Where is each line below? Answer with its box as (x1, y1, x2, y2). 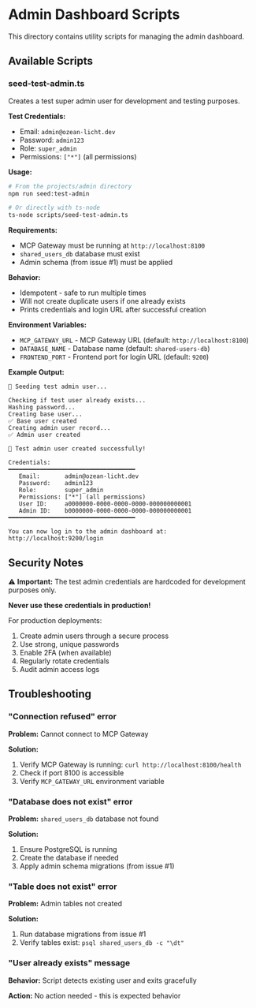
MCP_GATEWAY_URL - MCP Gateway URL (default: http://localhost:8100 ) (19, 335, 250, 345)
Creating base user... (8, 410, 83, 419)
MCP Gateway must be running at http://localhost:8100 (19, 241, 206, 250)
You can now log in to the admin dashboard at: (8, 528, 168, 536)
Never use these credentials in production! (8, 600, 151, 610)
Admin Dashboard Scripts (8, 6, 180, 24)
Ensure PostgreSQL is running (19, 844, 117, 853)
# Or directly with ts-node (8, 203, 101, 212)
